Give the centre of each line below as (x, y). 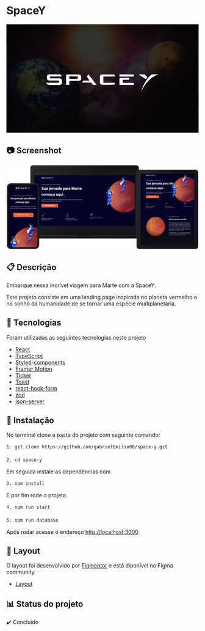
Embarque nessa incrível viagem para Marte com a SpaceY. (81, 285)
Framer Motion (34, 369)
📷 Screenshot (34, 151)
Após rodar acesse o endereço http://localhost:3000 (73, 531)
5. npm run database (33, 520)
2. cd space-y (24, 460)
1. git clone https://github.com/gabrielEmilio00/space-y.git (87, 447)
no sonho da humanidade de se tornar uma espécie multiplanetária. (91, 304)
